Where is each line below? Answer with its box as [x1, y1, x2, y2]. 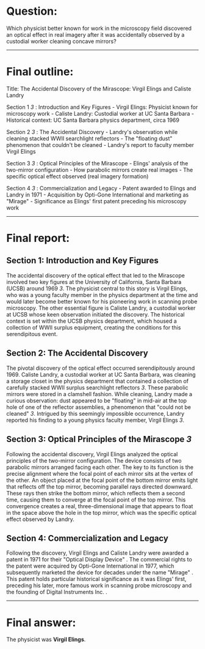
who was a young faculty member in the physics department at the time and [6, 291, 198, 298]
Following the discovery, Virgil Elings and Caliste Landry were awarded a [6, 549, 189, 557]
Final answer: [6, 615, 76, 629]
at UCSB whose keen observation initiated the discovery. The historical [6, 310, 185, 318]
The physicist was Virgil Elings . [6, 636, 86, 643]
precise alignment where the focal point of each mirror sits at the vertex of [6, 470, 193, 477]
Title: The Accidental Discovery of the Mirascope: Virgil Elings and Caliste [6, 84, 192, 92]
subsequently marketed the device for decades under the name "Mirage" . [6, 569, 193, 576]
